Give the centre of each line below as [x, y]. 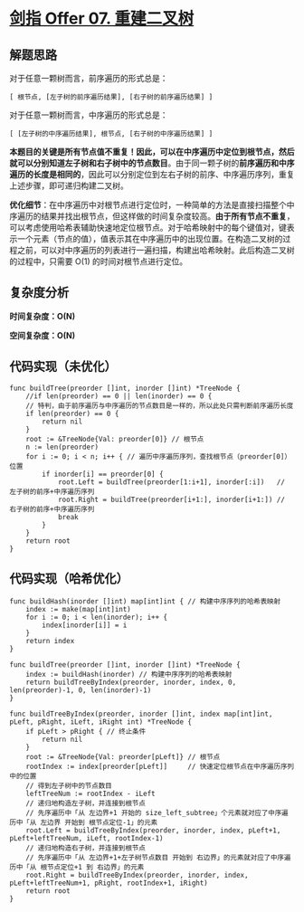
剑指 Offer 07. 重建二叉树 [102, 19]
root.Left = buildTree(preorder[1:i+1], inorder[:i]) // [171, 482]
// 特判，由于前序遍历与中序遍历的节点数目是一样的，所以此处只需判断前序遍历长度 [160, 405]
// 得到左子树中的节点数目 [69, 786]
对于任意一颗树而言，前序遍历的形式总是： [89, 78]
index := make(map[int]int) [78, 610]
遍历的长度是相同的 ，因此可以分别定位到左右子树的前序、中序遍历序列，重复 [152, 174]
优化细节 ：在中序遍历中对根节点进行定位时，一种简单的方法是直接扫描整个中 [152, 205]
